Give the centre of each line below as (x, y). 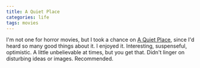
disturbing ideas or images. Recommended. (60, 59)
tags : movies (22, 23)
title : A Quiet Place (33, 12)
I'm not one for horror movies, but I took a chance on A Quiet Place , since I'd (100, 40)
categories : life (28, 17)
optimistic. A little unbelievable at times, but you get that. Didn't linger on (96, 52)
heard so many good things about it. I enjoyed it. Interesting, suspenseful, (96, 46)
